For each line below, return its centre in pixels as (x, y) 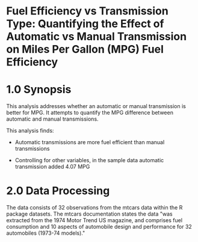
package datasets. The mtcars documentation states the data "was (89, 214)
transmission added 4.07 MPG (52, 167)
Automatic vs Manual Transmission (97, 37)
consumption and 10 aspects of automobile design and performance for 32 (99, 227)
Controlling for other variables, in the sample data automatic (89, 160)
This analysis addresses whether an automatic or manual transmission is (96, 106)
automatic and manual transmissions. (52, 119)
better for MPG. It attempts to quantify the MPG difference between (90, 113)
